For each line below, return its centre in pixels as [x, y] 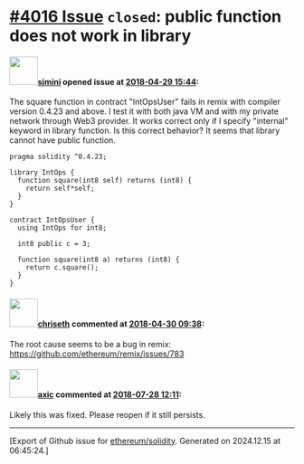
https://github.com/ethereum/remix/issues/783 [97, 354]
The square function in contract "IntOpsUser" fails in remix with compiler [145, 102]
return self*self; [60, 189]
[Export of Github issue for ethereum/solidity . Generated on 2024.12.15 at [145, 440]
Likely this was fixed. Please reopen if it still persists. [107, 414]
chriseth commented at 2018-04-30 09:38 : [121, 324]
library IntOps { [42, 173]
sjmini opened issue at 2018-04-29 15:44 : [118, 81]
